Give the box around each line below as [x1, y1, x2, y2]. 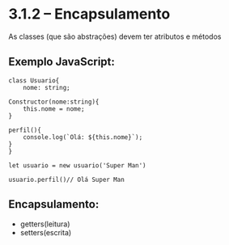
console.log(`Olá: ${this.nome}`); [23, 133, 143, 142]
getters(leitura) [19, 219, 70, 229]
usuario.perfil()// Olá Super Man [8, 175, 125, 184]
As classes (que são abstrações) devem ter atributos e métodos [8, 32, 222, 41]
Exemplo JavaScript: [8, 55, 116, 69]
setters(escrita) [19, 227, 72, 237]
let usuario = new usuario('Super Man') [8, 161, 147, 170]
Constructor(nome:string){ [8, 98, 100, 106]
